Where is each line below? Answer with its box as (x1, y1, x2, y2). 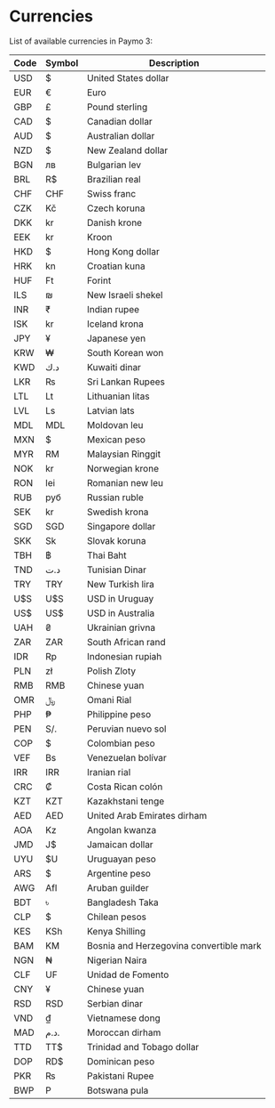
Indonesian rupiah (87, 650, 162, 662)
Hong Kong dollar (87, 245, 160, 257)
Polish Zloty (87, 665, 136, 677)
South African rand (87, 635, 166, 648)
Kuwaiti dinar (87, 360, 142, 373)
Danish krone (87, 216, 143, 229)
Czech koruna (87, 202, 145, 214)
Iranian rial (87, 765, 131, 778)
